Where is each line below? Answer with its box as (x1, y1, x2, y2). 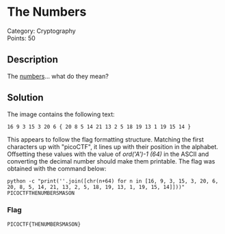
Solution (7, 92, 44, 103)
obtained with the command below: (7, 164, 107, 172)
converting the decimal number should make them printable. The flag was (7, 157, 215, 165)
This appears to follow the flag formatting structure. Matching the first (7, 135, 204, 144)
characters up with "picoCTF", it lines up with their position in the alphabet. (7, 142, 219, 151)
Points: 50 (7, 34, 36, 42)
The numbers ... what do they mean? (7, 72, 109, 80)
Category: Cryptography (7, 27, 77, 35)
